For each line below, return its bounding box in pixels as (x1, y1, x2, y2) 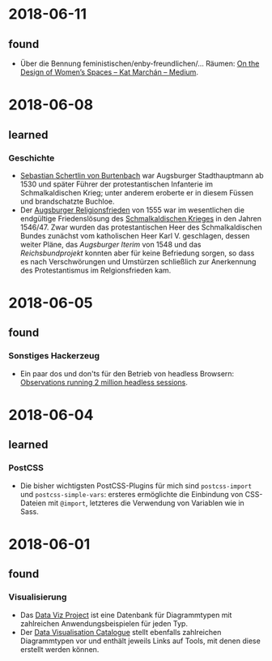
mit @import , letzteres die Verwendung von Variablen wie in (48, 498, 244, 508)
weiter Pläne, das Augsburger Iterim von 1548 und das (19, 239, 202, 249)
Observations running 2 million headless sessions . (19, 377, 189, 387)
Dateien (19, 498, 47, 508)
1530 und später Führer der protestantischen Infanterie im (19, 179, 213, 189)
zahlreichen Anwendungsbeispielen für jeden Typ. (19, 618, 189, 629)
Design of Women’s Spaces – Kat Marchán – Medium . (19, 67, 198, 77)
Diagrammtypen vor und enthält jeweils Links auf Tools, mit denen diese (19, 636, 261, 646)
